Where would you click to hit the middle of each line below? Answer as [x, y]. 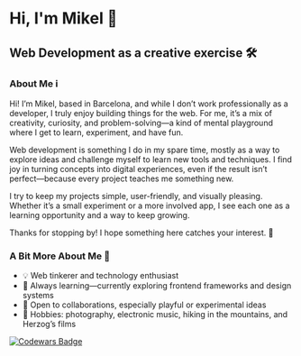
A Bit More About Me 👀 [60, 256]
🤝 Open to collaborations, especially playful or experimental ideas [144, 305]
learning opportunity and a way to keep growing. [100, 215]
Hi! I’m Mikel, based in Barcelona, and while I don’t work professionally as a [149, 104]
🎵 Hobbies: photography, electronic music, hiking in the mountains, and [155, 315]
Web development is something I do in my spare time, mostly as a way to [145, 150]
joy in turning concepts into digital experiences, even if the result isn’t [138, 169]
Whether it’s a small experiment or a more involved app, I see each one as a [150, 205]
